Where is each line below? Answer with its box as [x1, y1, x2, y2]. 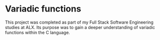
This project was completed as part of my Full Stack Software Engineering [5, 19, 154, 25]
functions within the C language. [5, 29, 71, 35]
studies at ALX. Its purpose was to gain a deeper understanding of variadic [5, 24, 156, 30]
